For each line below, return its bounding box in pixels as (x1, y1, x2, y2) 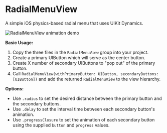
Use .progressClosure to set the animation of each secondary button (12, 116, 155, 122)
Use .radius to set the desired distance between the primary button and (12, 95, 162, 101)
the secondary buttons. (12, 100, 61, 106)
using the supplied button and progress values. (12, 122, 110, 128)
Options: (5, 85, 24, 91)
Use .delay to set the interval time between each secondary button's (12, 106, 155, 112)
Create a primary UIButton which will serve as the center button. (12, 54, 145, 61)
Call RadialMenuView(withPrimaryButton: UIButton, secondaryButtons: (12, 70, 159, 76)
